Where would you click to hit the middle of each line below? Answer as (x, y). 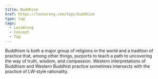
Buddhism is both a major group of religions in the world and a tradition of (79, 50)
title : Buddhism (21, 10)
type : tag (15, 19)
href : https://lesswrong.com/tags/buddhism (50, 14)
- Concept (19, 32)
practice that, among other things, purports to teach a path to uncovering (79, 56)
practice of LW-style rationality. (37, 71)
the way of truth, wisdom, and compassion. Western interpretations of (75, 61)
